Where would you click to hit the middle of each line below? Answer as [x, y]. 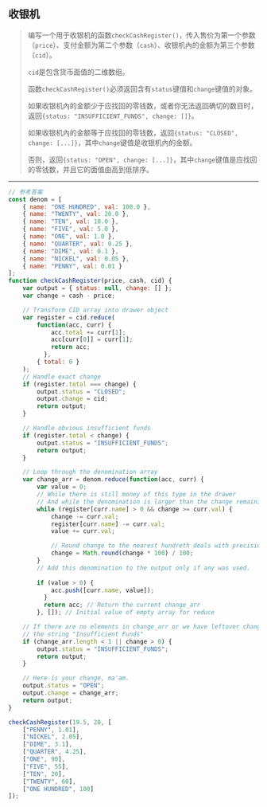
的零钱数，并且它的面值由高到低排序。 [90, 169]
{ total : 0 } [58, 362]
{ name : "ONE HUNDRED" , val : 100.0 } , [87, 207]
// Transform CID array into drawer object [96, 310]
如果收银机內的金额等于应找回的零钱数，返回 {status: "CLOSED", [133, 132]
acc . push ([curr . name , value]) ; [103, 590]
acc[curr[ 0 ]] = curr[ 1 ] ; [92, 340]
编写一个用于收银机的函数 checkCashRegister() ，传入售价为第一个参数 [141, 35]
